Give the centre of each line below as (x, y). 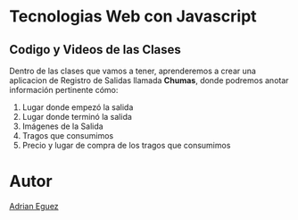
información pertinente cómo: (64, 90)
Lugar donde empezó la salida (78, 107)
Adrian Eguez (34, 206)
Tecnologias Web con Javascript (133, 17)
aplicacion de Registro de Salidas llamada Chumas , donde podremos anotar (149, 80)
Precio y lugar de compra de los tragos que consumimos (126, 145)
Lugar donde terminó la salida (77, 117)
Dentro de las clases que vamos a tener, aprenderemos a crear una (133, 71)
